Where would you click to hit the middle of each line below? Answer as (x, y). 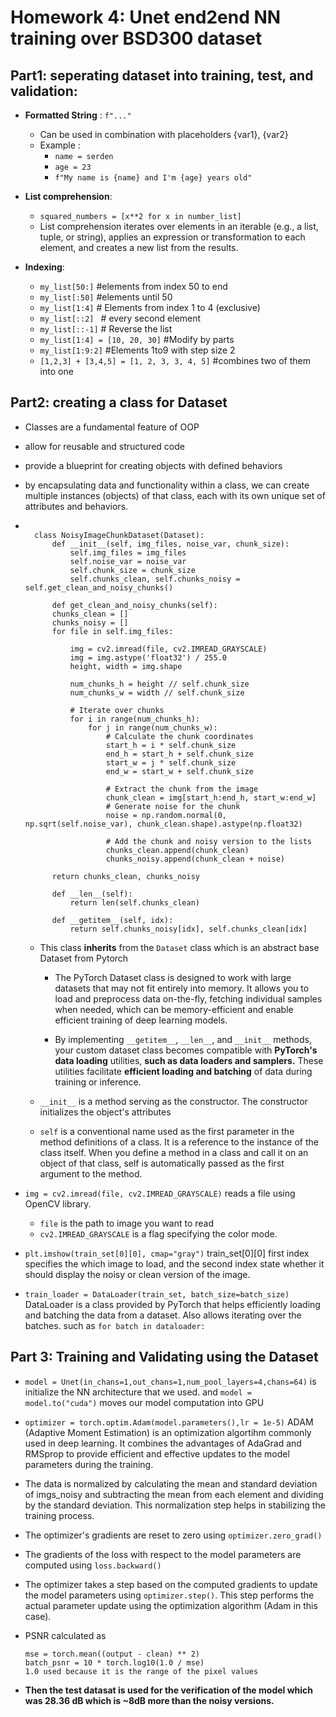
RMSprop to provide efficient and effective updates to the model (157, 1453)
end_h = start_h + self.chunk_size (179, 754)
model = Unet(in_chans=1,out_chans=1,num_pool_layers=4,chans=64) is (170, 1381)
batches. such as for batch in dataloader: (115, 1325)
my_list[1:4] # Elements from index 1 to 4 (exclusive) (150, 307)
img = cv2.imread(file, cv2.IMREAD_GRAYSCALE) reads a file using (160, 1193)
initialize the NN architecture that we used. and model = (138, 1392)
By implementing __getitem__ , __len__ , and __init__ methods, (183, 1039)
